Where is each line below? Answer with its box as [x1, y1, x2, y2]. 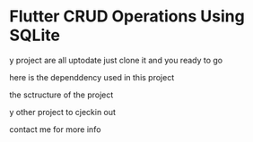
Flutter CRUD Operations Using [9, 6, 245, 27]
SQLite [9, 25, 61, 46]
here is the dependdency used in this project [9, 71, 175, 82]
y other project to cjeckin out [9, 106, 117, 117]
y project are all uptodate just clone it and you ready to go [9, 54, 223, 65]
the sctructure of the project [9, 89, 114, 100]
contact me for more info [9, 123, 101, 135]
